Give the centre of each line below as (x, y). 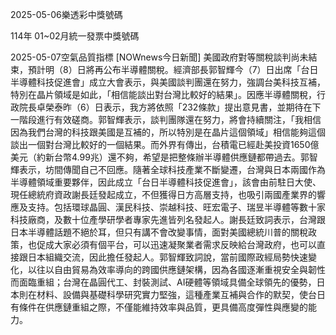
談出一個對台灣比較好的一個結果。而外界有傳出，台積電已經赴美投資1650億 (165, 144)
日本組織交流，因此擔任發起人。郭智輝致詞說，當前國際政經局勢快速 (167, 257)
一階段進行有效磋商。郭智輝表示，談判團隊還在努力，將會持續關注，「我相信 (166, 119)
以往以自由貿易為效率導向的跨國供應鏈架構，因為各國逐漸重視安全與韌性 (176, 269)
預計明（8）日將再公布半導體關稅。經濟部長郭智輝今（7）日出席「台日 (173, 69)
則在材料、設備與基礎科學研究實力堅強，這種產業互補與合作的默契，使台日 (172, 294)
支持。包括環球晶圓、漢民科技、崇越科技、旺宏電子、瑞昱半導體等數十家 (176, 207)
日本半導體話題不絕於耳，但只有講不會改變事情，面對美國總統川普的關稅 (159, 232)
